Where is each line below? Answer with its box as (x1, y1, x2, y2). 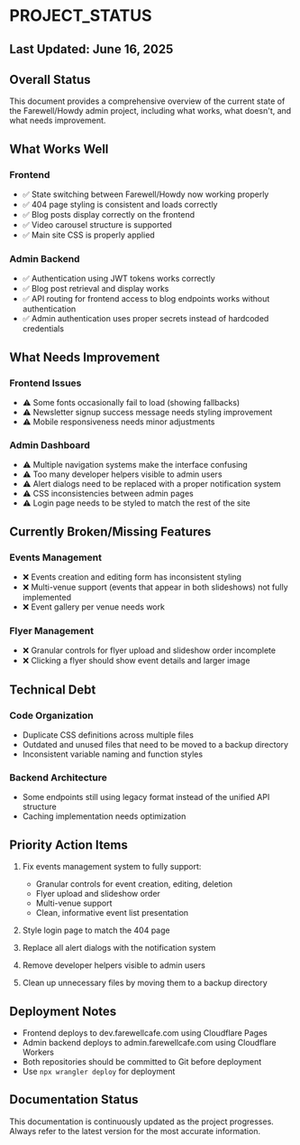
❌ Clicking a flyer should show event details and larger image (22, 656, 250, 666)
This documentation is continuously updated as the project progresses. (9, 1116, 275, 1127)
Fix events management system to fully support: (22, 861, 202, 872)
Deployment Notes (9, 1003, 117, 1019)
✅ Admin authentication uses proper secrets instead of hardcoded (22, 313, 269, 324)
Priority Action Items (9, 837, 128, 852)
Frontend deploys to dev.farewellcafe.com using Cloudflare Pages (22, 1027, 268, 1038)
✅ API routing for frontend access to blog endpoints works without (22, 293, 270, 304)
